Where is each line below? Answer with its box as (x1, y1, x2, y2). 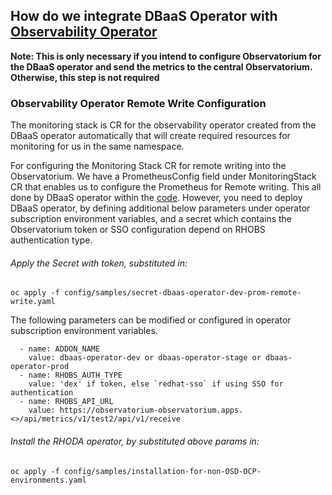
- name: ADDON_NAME (19, 344, 101, 354)
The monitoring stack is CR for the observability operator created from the (10, 119, 317, 131)
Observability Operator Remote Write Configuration (10, 96, 267, 110)
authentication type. (10, 234, 93, 246)
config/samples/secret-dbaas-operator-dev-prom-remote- (63, 288, 302, 298)
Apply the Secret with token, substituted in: (10, 257, 188, 269)
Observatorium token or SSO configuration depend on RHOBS (10, 224, 266, 236)
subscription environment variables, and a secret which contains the (10, 213, 293, 225)
